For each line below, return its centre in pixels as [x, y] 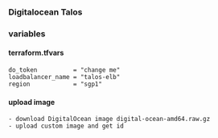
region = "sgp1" [56, 84]
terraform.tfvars [36, 53]
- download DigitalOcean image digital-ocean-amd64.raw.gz [109, 119]
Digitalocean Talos [45, 12]
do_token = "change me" [64, 70]
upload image [32, 102]
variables [27, 33]
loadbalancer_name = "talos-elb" [64, 77]
